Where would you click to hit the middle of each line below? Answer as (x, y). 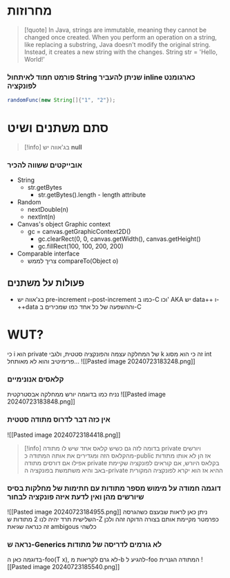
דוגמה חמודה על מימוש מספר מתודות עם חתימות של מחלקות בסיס (114, 488)
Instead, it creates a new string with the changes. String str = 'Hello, (121, 52)
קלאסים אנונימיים (36, 379)
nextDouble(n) (48, 210)
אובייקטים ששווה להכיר (45, 165)
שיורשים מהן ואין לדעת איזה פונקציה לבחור (76, 496)
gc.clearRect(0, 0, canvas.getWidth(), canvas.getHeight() (119, 239)
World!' (34, 59)
